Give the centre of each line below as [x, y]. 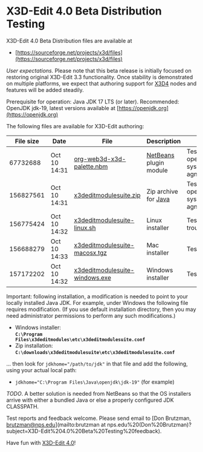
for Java [158, 199]
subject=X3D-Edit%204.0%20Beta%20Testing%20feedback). [84, 431]
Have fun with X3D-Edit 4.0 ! [41, 442]
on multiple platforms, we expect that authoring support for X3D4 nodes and [101, 84]
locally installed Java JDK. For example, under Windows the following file [97, 303]
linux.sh [85, 228]
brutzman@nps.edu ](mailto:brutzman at [56, 424]
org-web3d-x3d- [100, 159]
